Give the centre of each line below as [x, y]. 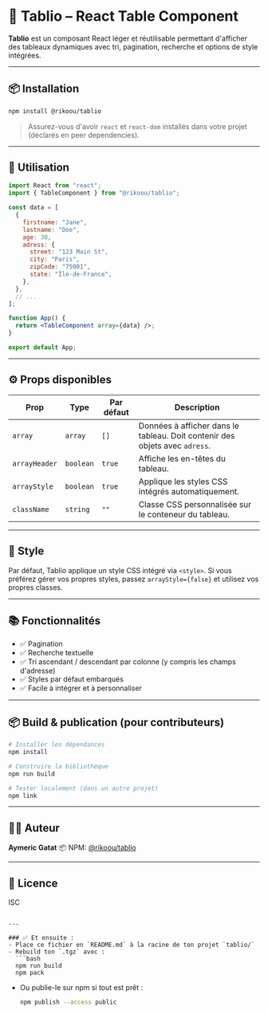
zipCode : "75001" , [60, 267]
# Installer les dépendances [57, 745]
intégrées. [25, 55]
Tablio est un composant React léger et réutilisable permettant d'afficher [128, 38]
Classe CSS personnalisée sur [195, 504]
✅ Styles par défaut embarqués [71, 679]
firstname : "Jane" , [55, 222]
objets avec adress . [175, 446]
